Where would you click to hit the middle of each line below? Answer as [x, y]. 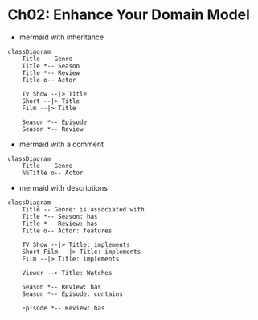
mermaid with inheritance [61, 37]
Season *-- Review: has [62, 287]
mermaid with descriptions [63, 187]
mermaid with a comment [61, 144]
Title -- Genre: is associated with [84, 209]
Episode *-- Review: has [63, 308]
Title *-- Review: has [60, 224]
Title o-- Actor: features [67, 231]
